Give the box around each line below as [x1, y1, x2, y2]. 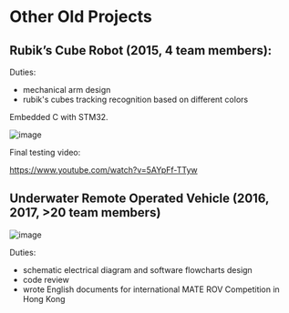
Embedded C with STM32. [9, 112, 108, 122]
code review [22, 274, 70, 285]
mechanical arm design [22, 85, 111, 95]
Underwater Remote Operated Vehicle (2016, [9, 191, 270, 207]
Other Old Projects [9, 6, 152, 27]
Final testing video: [9, 147, 81, 157]
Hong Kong [22, 293, 66, 304]
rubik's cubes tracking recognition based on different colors [22, 94, 249, 105]
